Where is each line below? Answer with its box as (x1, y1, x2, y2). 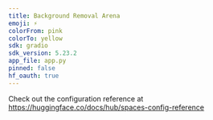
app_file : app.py (8, 57, 67, 65)
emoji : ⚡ (8, 19, 38, 27)
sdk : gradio (8, 42, 48, 50)
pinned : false (8, 64, 56, 72)
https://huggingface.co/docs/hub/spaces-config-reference (8, 102, 205, 112)
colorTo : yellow (8, 34, 63, 43)
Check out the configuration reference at (8, 93, 144, 103)
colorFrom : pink (8, 27, 63, 35)
